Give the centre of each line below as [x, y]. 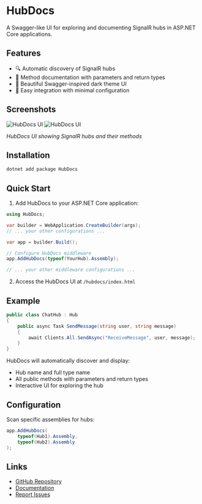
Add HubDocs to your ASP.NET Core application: [77, 203]
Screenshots [31, 110]
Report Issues [33, 495]
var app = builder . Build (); [42, 242]
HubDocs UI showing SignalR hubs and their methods [74, 136]
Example [23, 301]
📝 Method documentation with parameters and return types [90, 77]
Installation [28, 155]
